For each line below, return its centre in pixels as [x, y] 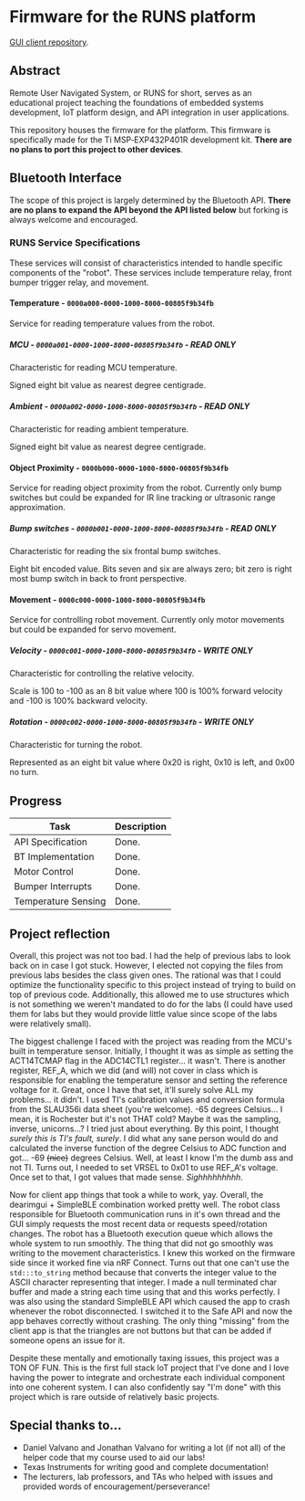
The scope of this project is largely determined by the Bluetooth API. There [150, 200]
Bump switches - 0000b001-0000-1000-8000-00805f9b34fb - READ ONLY [143, 528]
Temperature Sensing [60, 901]
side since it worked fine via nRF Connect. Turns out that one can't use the [149, 1263]
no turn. [24, 772]
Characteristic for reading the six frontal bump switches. [115, 551]
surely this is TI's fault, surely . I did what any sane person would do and [144, 1138]
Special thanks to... [66, 1426]
